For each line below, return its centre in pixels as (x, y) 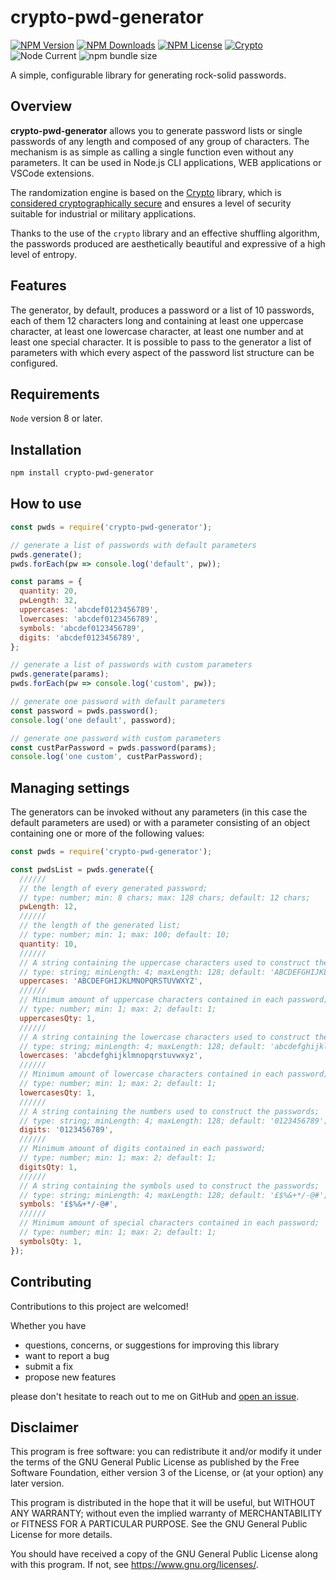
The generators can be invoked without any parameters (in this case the (159, 812)
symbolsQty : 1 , (51, 1241)
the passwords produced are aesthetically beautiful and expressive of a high (168, 243)
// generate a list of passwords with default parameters (133, 545)
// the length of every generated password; (113, 888)
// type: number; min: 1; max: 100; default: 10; (124, 935)
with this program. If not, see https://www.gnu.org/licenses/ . (134, 1565)
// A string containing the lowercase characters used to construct (165, 1037)
